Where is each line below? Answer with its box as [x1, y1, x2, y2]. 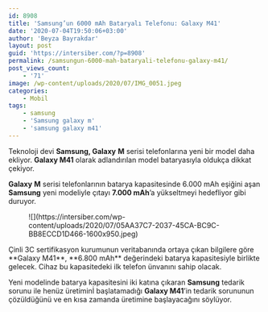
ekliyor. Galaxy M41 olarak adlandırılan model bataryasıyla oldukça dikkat [8, 155, 252, 164]
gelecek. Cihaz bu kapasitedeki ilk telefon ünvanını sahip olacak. [8, 261, 222, 271]
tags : [8, 102, 27, 110]
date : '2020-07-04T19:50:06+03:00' [8, 27, 128, 35]
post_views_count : [8, 64, 70, 73]
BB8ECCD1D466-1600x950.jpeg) [28, 229, 138, 239]
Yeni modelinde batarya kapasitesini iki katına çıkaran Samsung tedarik [8, 277, 245, 287]
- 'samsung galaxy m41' [23, 124, 103, 132]
